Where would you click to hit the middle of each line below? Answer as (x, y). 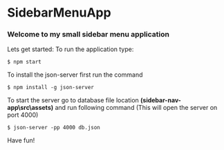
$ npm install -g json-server (51, 88)
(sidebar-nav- (161, 100)
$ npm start (24, 62)
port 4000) (23, 115)
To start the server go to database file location (73, 100)
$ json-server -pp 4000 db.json (54, 128)
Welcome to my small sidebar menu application (88, 35)
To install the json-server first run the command (75, 75)
